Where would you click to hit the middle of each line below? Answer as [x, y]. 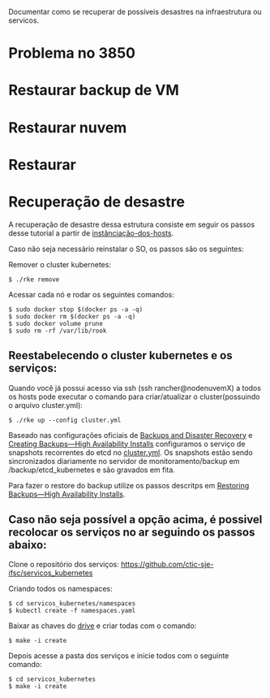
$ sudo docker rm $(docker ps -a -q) [72, 316]
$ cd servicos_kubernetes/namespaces [72, 604]
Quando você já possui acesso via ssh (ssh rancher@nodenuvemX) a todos [135, 388]
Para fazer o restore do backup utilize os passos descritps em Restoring [129, 485]
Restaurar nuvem [68, 127]
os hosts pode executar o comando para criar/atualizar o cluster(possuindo [134, 397]
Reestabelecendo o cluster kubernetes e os [120, 356]
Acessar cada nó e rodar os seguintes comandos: [91, 294]
